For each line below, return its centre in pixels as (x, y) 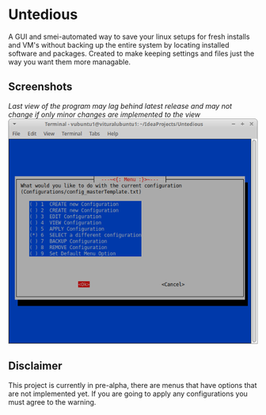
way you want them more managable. (70, 62)
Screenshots (40, 87)
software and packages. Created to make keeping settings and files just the (131, 53)
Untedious (43, 15)
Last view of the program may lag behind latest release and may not (120, 106)
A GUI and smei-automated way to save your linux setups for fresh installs (129, 37)
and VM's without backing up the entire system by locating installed (119, 44)
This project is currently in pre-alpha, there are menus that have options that (133, 385)
